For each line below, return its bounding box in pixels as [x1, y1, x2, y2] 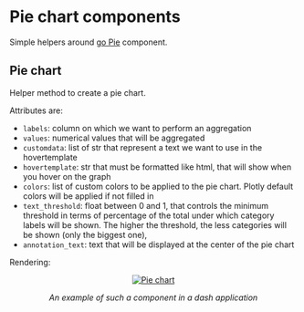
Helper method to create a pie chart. [9, 87, 146, 98]
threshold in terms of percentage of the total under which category [22, 210, 275, 221]
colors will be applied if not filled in [22, 190, 154, 202]
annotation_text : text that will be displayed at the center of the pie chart [22, 239, 295, 250]
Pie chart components [9, 6, 181, 27]
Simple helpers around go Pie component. [9, 36, 168, 47]
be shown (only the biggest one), [22, 229, 148, 240]
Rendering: [9, 256, 51, 267]
